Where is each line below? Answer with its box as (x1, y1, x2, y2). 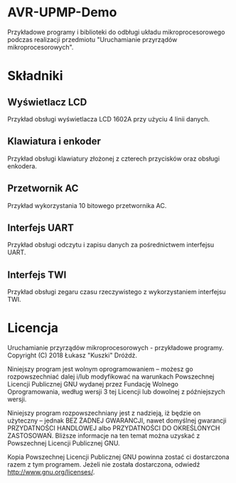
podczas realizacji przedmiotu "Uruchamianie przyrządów (7, 35, 178, 43)
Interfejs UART (7, 222, 75, 234)
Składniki (7, 68, 63, 84)
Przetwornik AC (7, 183, 79, 195)
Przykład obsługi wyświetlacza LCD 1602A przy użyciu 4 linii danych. (7, 114, 210, 123)
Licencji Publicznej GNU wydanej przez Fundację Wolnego (7, 380, 179, 389)
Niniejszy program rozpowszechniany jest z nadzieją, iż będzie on (7, 409, 201, 418)
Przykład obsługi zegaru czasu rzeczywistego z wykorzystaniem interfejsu (7, 288, 226, 296)
